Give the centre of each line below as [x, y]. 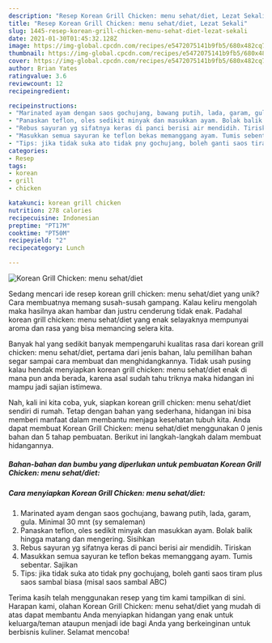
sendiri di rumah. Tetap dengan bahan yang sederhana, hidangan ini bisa [130, 411]
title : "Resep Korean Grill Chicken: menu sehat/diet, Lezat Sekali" [128, 23]
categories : [28, 150]
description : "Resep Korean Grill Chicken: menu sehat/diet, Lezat [125, 16]
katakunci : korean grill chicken [65, 203]
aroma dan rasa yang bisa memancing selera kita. [91, 328]
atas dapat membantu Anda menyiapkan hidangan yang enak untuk [121, 615]
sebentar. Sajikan [49, 565]
